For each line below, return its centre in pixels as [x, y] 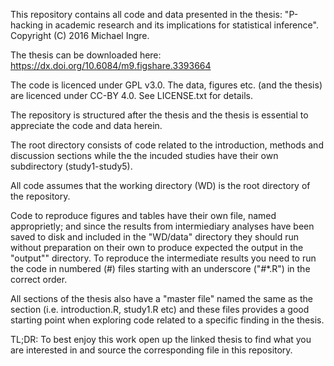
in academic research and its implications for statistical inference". [182, 25]
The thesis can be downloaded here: [86, 55]
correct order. [39, 279]
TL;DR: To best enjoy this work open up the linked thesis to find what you [161, 339]
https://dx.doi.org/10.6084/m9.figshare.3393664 [111, 65]
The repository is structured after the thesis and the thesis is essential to [159, 115]
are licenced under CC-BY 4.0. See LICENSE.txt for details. [131, 95]
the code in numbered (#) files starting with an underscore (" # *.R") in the [160, 268]
